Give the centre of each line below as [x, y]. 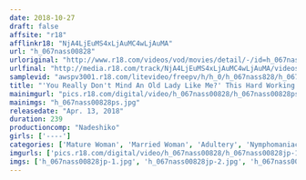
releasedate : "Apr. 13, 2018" [67, 111]
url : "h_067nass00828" [52, 52]
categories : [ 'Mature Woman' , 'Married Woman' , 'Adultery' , [126, 145]
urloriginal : [34, 60]
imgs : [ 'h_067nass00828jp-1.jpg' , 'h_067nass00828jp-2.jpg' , [128, 161]
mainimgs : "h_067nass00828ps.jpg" [75, 102]
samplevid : [30, 77]
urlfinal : [28, 69]
